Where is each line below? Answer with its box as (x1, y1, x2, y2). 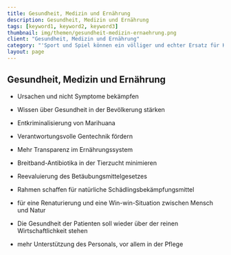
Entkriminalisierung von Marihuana (16, 118, 115, 127)
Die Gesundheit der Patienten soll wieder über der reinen (16, 219, 179, 228)
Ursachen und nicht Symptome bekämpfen (16, 92, 140, 100)
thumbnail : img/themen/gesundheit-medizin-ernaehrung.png (7, 29, 177, 36)
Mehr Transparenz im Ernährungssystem (16, 145, 133, 153)
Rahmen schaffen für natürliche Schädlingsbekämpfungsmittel (16, 185, 195, 193)
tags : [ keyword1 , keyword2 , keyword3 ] (7, 23, 118, 30)
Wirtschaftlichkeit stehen (16, 226, 88, 234)
